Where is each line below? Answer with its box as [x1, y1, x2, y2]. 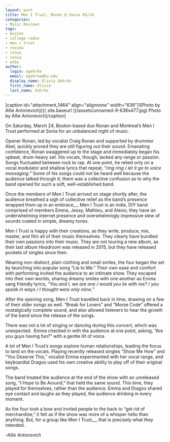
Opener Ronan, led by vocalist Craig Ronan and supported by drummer [5, 138, 154, 144]
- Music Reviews [5, 21, 40, 27]
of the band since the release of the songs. [5, 312, 95, 318]
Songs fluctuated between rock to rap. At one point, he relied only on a [5, 159, 154, 165]
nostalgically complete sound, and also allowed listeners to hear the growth [5, 307, 163, 313]
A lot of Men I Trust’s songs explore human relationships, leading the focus [5, 343, 161, 349]
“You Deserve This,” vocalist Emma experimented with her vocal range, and [5, 353, 163, 360]
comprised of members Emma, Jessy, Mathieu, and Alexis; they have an [5, 207, 156, 213]
